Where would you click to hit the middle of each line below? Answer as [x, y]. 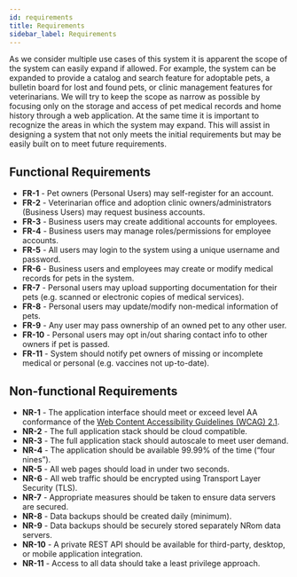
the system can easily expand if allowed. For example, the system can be [143, 68]
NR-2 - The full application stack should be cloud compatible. [135, 431]
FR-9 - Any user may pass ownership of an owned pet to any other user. [154, 326]
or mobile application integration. [82, 554]
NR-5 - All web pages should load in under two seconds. [126, 469]
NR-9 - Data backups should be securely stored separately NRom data [151, 526]
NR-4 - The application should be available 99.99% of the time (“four [148, 450]
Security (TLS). [50, 488]
